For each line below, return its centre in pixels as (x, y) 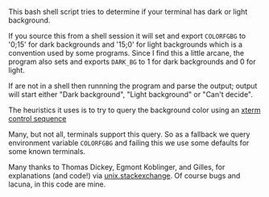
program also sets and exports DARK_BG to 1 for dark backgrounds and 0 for (132, 61)
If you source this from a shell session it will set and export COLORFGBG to (127, 36)
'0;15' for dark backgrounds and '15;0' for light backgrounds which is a (126, 44)
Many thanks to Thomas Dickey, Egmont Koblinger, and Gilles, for (117, 167)
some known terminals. (47, 151)
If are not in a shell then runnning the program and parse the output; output (133, 86)
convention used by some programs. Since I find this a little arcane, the (126, 53)
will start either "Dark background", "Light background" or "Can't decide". (131, 94)
